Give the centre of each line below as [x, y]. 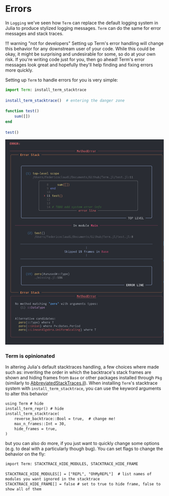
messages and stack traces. [34, 33]
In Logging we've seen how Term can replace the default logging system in [82, 23]
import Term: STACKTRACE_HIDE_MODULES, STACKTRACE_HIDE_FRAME [72, 464]
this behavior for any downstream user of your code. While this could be [80, 48]
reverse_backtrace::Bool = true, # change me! [65, 419]
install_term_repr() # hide [35, 409]
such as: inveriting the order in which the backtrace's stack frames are [78, 372]
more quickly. [19, 70]
